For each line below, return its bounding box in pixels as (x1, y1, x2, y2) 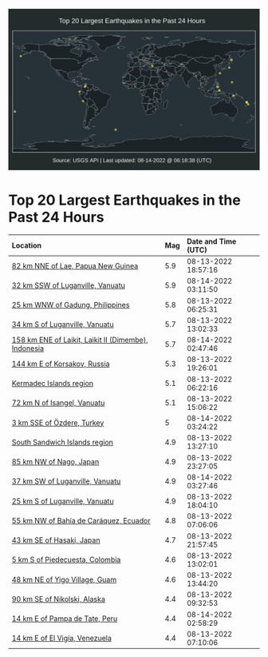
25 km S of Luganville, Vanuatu (11, 496, 114, 506)
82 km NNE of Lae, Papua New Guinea (11, 261, 139, 270)
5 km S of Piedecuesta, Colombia (11, 555, 121, 564)
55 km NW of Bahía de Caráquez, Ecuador (11, 516, 151, 525)
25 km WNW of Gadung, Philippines (11, 301, 130, 310)
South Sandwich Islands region (11, 437, 114, 447)
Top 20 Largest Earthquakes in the (8, 191, 241, 209)
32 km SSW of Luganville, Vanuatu (11, 281, 125, 290)
